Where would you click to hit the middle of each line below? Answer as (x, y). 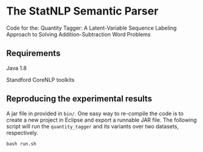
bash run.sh (21, 144)
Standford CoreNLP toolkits (40, 79)
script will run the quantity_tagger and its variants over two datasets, (92, 126)
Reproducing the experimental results (79, 99)
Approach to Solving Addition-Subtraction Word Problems (78, 34)
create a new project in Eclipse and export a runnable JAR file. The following (101, 120)
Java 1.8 (17, 68)
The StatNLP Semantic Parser (82, 11)
